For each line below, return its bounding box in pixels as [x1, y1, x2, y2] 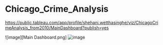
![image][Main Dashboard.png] [5, 34, 67, 40]
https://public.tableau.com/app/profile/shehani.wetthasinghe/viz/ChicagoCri [5, 20, 159, 25]
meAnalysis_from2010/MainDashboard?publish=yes [5, 24, 109, 30]
